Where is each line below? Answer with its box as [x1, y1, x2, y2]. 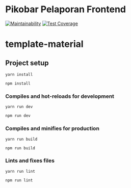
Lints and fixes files [5, 157, 55, 164]
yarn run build [5, 137, 38, 142]
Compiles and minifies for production [5, 125, 99, 132]
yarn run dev [5, 104, 33, 110]
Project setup [5, 59, 49, 67]
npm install [5, 80, 31, 86]
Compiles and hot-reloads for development [5, 93, 115, 100]
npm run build [5, 145, 36, 151]
